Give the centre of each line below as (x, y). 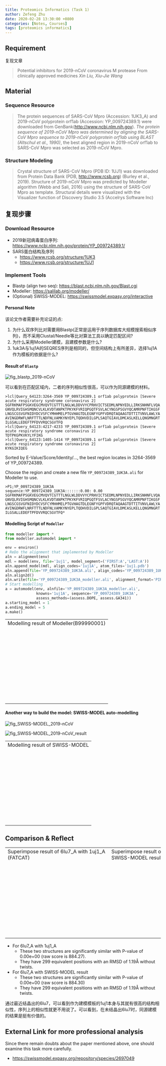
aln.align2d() (20, 575)
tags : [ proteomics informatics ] (38, 28)
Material (18, 91)
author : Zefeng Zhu (25, 14)
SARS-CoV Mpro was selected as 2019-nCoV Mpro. (70, 148)
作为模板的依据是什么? (35, 354)
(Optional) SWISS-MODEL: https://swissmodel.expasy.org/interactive (83, 296)
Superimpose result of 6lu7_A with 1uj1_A (56, 852)
